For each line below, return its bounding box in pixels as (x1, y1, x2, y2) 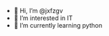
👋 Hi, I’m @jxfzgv (13, 7, 63, 15)
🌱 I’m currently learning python (13, 21, 103, 29)
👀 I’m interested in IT (13, 14, 73, 22)
